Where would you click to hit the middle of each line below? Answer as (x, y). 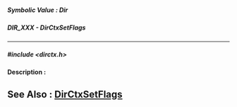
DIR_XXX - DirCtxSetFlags (47, 27)
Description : (27, 72)
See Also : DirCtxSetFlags (65, 94)
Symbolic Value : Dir (38, 10)
